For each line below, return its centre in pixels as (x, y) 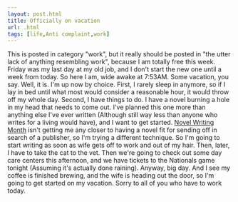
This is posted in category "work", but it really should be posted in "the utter (119, 54)
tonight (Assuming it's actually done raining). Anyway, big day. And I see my (119, 168)
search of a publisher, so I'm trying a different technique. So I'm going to (114, 138)
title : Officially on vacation (54, 21)
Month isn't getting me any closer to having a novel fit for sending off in (112, 130)
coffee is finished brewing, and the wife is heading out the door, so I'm (111, 176)
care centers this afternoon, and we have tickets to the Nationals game (111, 161)
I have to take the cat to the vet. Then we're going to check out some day (115, 153)
